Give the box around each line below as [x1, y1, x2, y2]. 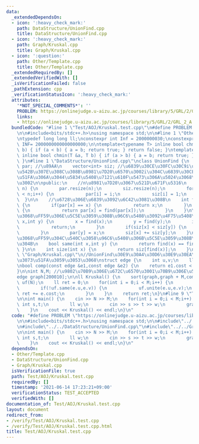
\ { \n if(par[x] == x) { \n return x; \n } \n [17, 202, 192, 208]
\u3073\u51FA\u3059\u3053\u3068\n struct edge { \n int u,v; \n [17, 257, 179, 263]
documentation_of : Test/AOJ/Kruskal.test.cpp [6, 401, 120, 407]
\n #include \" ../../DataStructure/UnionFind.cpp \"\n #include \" [17, 323, 174, 330]
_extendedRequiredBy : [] [11, 70, 73, 75]
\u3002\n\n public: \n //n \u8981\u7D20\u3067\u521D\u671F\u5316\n [17, 180, 187, 186]
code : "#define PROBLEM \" [11, 313, 78, 319]
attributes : [11, 97, 41, 103]
